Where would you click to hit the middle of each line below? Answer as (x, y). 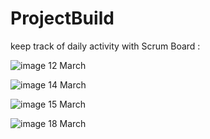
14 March (67, 84)
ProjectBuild (62, 18)
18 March (67, 123)
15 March (67, 104)
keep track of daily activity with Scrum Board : (105, 46)
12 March (67, 65)
